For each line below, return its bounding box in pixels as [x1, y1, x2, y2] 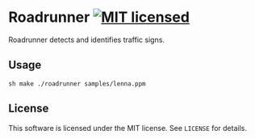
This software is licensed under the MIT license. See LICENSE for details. [8, 123, 248, 133]
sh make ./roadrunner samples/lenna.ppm [8, 79, 147, 88]
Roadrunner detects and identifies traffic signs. [8, 35, 165, 44]
